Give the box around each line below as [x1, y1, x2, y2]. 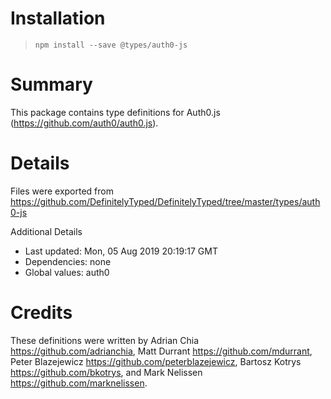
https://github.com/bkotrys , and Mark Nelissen [10, 366, 203, 378]
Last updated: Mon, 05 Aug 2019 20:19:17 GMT [24, 245, 218, 257]
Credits [10, 302, 73, 324]
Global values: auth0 [24, 266, 110, 278]
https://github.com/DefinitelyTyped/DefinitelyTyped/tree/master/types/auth [10, 195, 321, 207]
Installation [10, 7, 106, 30]
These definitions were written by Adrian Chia [10, 334, 200, 346]
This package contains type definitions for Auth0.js [10, 106, 221, 118]
